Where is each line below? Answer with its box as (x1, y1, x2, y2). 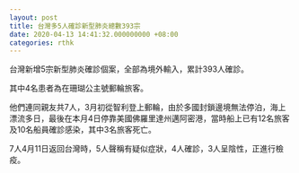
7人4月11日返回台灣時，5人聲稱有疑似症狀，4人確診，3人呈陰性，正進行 (9, 143, 277, 154)
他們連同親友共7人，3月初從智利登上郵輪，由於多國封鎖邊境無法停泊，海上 (9, 102, 286, 113)
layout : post (9, 13, 58, 22)
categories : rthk (9, 38, 75, 48)
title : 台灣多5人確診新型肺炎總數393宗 (9, 22, 141, 30)
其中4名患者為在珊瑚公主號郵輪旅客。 (9, 82, 149, 94)
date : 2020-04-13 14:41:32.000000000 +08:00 (9, 30, 179, 39)
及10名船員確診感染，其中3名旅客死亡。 (9, 125, 157, 135)
